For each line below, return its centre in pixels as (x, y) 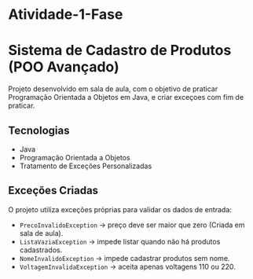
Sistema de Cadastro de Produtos (120, 51)
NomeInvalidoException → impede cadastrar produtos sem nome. (125, 258)
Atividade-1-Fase (66, 15)
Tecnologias (39, 130)
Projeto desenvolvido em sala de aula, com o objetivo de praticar (113, 89)
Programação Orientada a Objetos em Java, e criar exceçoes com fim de (126, 97)
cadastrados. (41, 250)
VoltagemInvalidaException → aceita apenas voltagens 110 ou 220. (127, 266)
